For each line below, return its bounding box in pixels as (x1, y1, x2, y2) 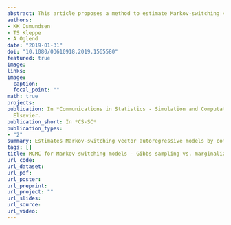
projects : (7, 99, 36, 106)
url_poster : (7, 176, 41, 182)
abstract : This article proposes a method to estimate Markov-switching (7, 10, 220, 17)
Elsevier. (13, 112, 41, 119)
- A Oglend (7, 36, 38, 43)
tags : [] (7, 144, 32, 151)
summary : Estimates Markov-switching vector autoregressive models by (7, 138, 214, 145)
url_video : (7, 208, 38, 215)
